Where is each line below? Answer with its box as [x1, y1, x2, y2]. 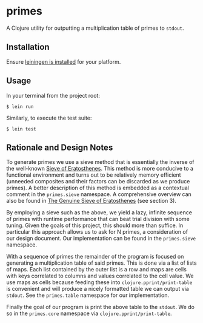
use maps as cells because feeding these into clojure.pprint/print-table [6, 279, 193, 286]
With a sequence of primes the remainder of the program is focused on [6, 253, 184, 260]
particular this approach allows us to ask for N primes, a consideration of [6, 228, 188, 236]
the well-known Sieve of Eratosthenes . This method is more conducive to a [6, 165, 194, 172]
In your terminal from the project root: [6, 92, 100, 99]
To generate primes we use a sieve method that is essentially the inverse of [6, 158, 195, 166]
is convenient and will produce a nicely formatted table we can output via [6, 285, 189, 293]
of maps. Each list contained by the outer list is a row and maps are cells [6, 266, 187, 273]
